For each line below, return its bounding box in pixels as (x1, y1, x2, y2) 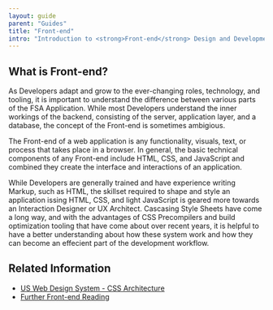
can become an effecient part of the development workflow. (8, 239, 210, 248)
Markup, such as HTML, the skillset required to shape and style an (8, 187, 231, 196)
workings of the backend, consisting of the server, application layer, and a (8, 112, 256, 122)
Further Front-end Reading (19, 291, 110, 301)
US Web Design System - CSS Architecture (19, 283, 165, 293)
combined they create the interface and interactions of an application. (8, 162, 242, 172)
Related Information (8, 261, 111, 276)
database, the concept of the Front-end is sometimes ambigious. (8, 121, 226, 131)
